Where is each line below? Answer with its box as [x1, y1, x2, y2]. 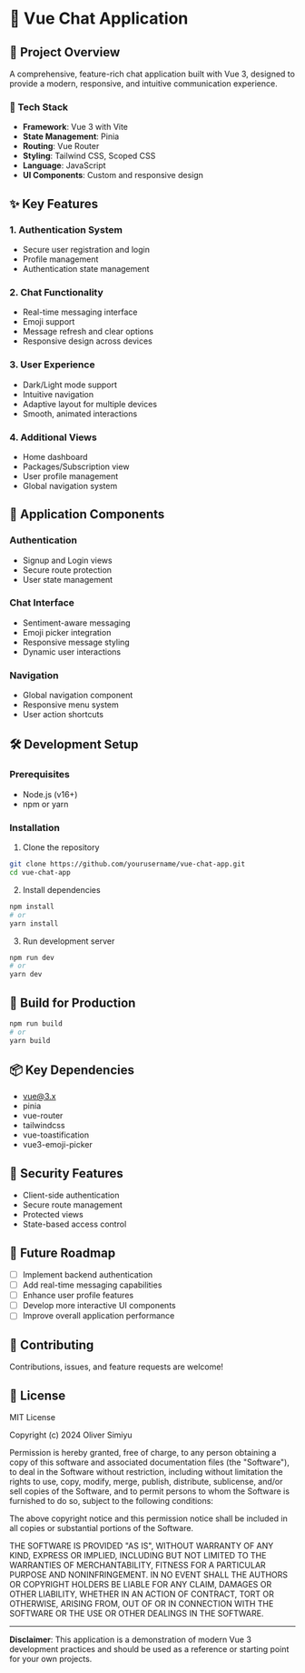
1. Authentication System [9, 223, 123, 235]
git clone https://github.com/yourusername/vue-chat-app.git [9, 859, 246, 869]
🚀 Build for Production [9, 995, 136, 1010]
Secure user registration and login [22, 244, 150, 255]
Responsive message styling [22, 636, 130, 647]
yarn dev [9, 970, 43, 979]
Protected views [22, 1209, 84, 1220]
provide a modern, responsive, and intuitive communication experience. [9, 78, 279, 89]
